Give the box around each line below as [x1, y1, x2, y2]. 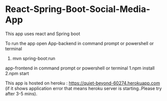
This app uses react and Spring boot [5, 30, 80, 36]
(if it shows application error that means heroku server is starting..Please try [5, 85, 162, 91]
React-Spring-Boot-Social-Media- [5, 3, 150, 15]
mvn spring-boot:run [12, 55, 55, 61]
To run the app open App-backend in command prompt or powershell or [5, 40, 154, 46]
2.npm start [5, 70, 29, 76]
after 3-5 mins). [5, 90, 37, 96]
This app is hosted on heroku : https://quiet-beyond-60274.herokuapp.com [5, 80, 160, 86]
